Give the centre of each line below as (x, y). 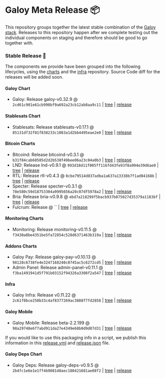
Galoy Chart (18, 88)
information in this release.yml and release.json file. (58, 343)
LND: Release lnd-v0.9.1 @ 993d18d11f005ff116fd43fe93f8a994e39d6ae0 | (85, 165)
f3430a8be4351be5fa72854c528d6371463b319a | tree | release (72, 235)
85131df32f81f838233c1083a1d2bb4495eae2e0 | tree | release (72, 132)
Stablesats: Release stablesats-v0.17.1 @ (53, 127)
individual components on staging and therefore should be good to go (76, 38)
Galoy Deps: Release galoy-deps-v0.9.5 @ (55, 365)
